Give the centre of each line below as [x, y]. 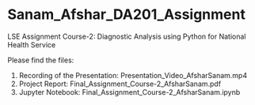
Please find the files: [41, 60]
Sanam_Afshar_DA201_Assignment [127, 15]
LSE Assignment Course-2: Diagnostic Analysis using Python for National [127, 36]
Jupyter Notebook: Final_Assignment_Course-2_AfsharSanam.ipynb [129, 92]
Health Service [32, 44]
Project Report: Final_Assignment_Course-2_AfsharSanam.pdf [120, 84]
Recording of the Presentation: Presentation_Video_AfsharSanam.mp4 [133, 75]
